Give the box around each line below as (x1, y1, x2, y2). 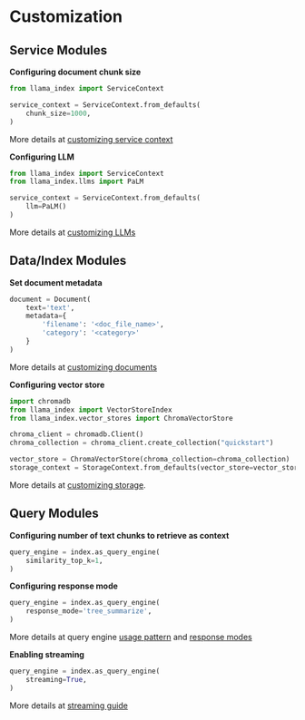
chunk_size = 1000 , (25, 109, 92, 118)
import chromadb (9, 396, 71, 405)
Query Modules (9, 506, 100, 521)
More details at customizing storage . (9, 479, 147, 491)
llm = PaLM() (25, 202, 67, 211)
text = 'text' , (25, 303, 75, 312)
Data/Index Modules (9, 253, 127, 268)
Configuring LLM (9, 151, 75, 162)
